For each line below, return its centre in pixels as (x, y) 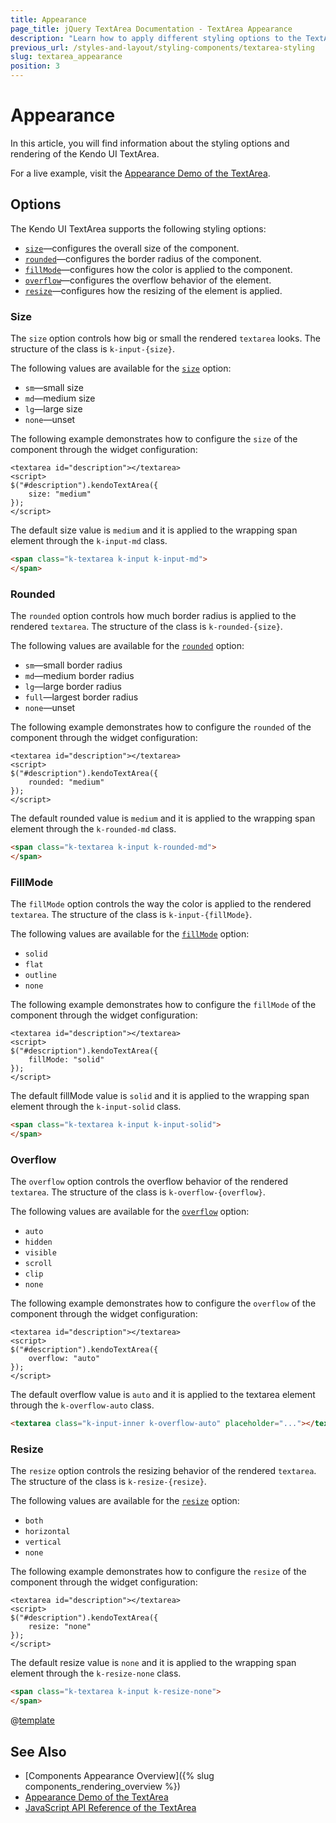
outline (40, 976)
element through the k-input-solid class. (96, 1107)
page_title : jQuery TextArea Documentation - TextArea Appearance (151, 29)
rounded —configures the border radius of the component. (143, 258)
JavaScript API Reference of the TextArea (110, 1807)
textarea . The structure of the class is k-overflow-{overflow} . (138, 1192)
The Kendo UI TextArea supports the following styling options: (138, 228)
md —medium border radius (79, 676)
